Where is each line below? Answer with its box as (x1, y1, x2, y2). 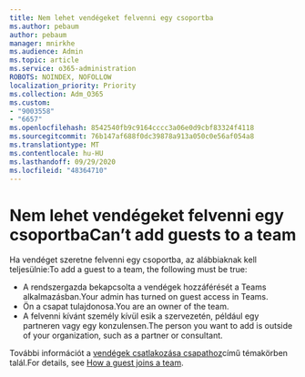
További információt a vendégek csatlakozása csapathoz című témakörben (9, 348, 289, 359)
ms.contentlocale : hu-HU (9, 148, 104, 158)
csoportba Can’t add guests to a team (9, 224, 297, 245)
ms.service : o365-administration (9, 65, 137, 74)
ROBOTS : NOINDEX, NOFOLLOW (9, 73, 112, 82)
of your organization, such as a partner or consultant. (22, 330, 223, 341)
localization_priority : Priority (9, 81, 137, 90)
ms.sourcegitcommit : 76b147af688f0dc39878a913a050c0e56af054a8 (9, 132, 255, 141)
